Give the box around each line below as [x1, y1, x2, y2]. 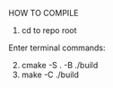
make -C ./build [21, 69, 80, 80]
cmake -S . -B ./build [21, 60, 99, 70]
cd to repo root [21, 25, 77, 35]
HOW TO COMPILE [8, 8, 79, 18]
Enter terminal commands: [8, 42, 106, 53]
